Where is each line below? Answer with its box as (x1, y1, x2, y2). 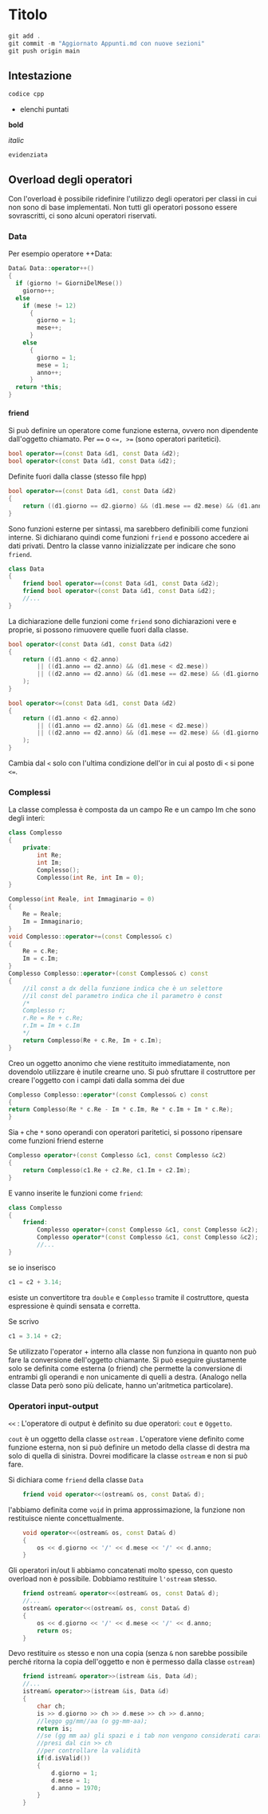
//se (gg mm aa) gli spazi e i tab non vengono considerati (37, 1732, 241, 1740)
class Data (8, 565, 45, 573)
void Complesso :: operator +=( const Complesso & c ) (8, 933, 173, 941)
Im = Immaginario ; (22, 917, 84, 925)
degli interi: (8, 814, 45, 823)
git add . (8, 32, 41, 40)
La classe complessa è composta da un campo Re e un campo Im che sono (8, 805, 257, 814)
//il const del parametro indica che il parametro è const (22, 992, 223, 1000)
